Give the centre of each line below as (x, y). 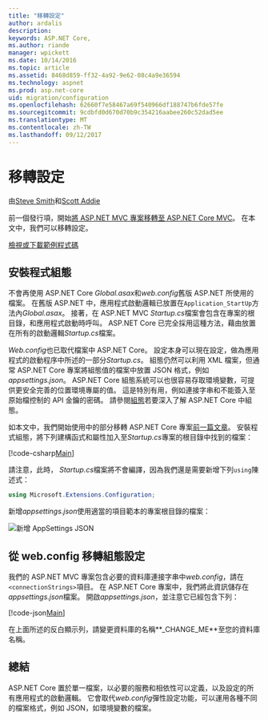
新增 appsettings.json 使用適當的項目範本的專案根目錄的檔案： (109, 511)
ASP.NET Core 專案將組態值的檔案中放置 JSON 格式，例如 (113, 370)
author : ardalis (35, 23)
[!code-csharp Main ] (41, 453)
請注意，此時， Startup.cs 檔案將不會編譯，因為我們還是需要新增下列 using (130, 470)
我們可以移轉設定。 (61, 227)
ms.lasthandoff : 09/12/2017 (55, 135)
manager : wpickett (39, 53)
